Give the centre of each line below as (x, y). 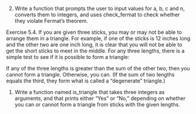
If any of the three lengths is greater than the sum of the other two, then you (98, 68)
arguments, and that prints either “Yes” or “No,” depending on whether (100, 98)
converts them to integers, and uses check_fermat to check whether (97, 15)
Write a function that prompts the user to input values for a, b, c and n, (99, 8)
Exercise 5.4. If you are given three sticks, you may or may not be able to (94, 32)
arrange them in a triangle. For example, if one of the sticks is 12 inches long (98, 38)
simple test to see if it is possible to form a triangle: (68, 57)
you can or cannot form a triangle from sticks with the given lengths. (97, 104)
